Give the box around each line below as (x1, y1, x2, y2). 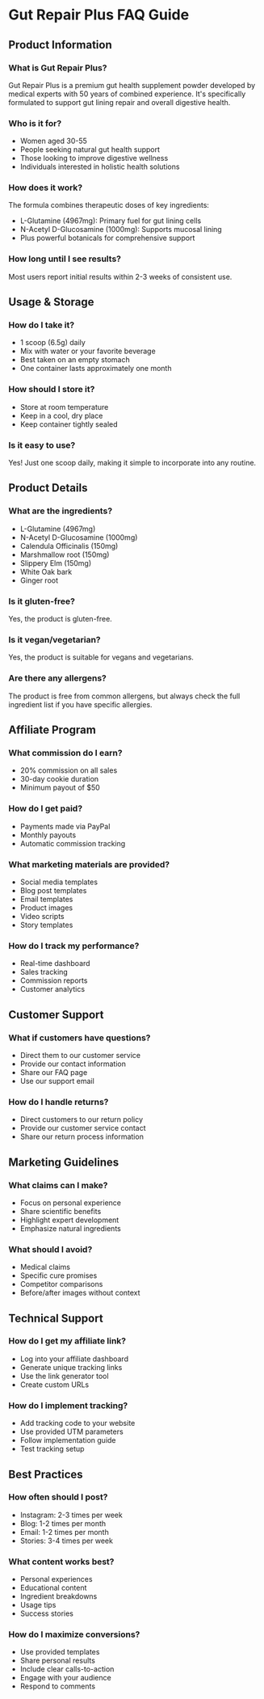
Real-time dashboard (19, 959, 90, 968)
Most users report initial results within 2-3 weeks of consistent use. (8, 272, 233, 281)
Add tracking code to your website (19, 1419, 136, 1428)
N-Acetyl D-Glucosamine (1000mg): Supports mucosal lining (19, 225, 222, 234)
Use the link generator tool (19, 1371, 109, 1381)
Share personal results (19, 1655, 95, 1666)
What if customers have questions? (8, 1032, 151, 1043)
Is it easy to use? (8, 439, 76, 450)
